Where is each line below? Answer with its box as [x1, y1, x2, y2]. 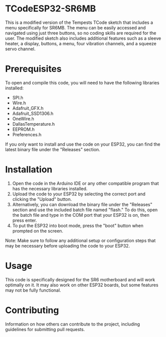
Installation [5, 164, 53, 175]
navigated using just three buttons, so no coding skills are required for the [5, 30, 157, 36]
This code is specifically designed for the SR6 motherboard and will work [5, 276, 156, 282]
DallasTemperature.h [12, 121, 55, 127]
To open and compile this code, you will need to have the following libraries [5, 80, 160, 85]
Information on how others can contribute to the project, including [5, 321, 140, 327]
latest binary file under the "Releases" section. [5, 146, 100, 152]
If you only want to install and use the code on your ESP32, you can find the [5, 141, 161, 147]
